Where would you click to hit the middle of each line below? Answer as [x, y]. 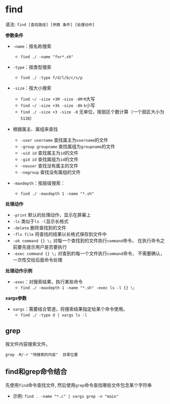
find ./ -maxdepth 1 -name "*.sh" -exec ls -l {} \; [78, 288]
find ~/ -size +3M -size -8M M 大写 [58, 99]
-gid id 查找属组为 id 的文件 [49, 159]
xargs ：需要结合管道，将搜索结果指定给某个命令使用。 [70, 309]
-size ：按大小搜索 [32, 88]
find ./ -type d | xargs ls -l [54, 315]
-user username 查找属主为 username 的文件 [64, 140]
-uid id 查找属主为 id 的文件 [49, 153]
